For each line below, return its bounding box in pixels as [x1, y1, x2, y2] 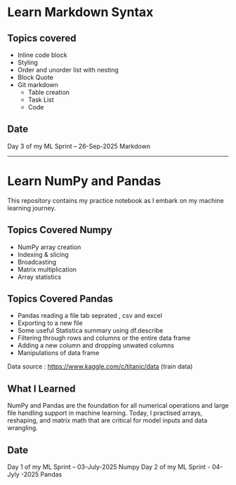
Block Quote [17, 73, 54, 81]
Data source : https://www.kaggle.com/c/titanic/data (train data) [7, 362, 193, 371]
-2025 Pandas [20, 470, 63, 478]
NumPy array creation [17, 243, 81, 251]
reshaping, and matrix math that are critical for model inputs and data [7, 416, 208, 425]
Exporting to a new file [17, 319, 83, 327]
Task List [27, 95, 54, 104]
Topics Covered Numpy [7, 224, 112, 236]
